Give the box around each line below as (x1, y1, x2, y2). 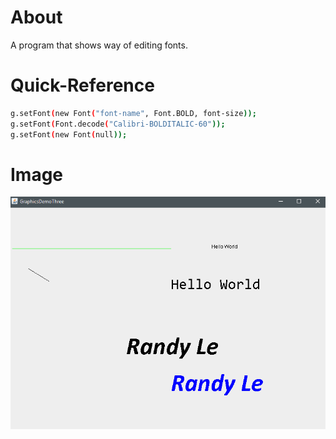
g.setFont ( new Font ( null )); (10, 129, 128, 140)
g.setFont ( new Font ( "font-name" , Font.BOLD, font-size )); (10, 108, 257, 118)
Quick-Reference (10, 74, 155, 97)
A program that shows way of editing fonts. (10, 39, 188, 51)
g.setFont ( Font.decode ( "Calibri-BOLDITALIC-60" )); (10, 119, 226, 129)
